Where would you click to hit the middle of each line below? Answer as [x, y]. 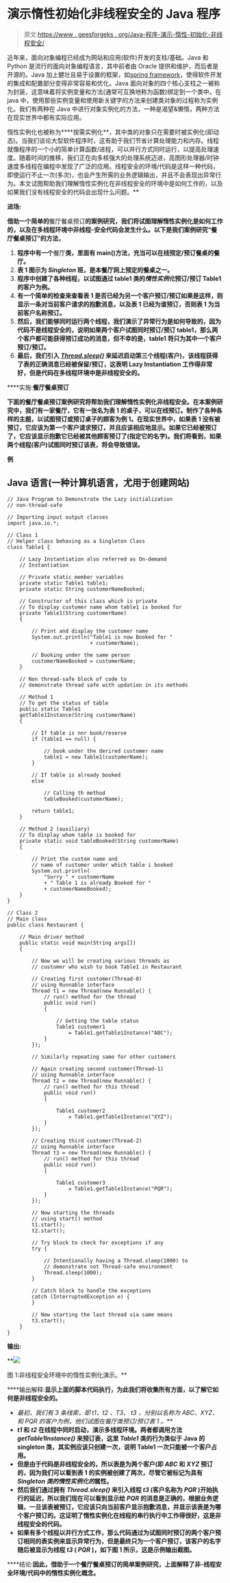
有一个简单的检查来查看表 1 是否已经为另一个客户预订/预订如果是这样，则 [120, 295]
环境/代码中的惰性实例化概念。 [56, 1573]
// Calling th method [75, 793]
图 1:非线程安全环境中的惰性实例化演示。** [67, 1375]
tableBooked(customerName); [84, 799]
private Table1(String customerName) [73, 613]
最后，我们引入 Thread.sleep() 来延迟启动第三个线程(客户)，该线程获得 [117, 355]
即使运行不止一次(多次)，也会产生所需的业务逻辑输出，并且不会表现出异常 [111, 175]
